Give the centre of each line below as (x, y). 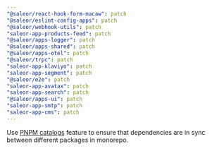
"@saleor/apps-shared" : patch (51, 47)
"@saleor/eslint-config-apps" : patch (62, 20)
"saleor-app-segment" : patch (49, 73)
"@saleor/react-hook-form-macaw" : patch (67, 14)
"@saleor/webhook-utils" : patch (54, 27)
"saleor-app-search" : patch (48, 92)
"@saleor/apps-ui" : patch (44, 99)
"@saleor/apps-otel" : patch (48, 54)
